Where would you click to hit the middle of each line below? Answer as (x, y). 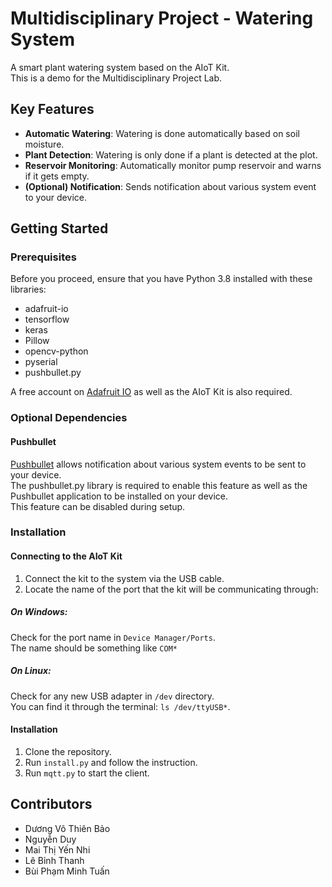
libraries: (28, 289)
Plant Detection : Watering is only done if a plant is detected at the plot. (171, 154)
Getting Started (59, 228)
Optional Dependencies (69, 418)
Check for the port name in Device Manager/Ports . (113, 637)
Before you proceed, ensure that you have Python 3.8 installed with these (161, 279)
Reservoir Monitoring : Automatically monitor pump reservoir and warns (173, 165)
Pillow (37, 341)
